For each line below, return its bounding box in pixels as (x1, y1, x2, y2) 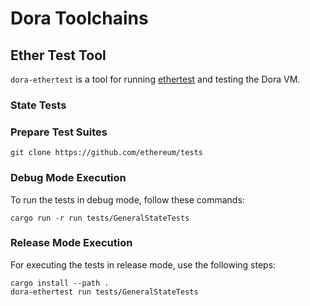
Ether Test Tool (10, 47, 107, 64)
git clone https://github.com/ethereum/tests (10, 148, 203, 158)
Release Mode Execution (10, 236, 133, 250)
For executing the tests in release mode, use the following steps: (10, 258, 277, 271)
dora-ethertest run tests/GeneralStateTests (10, 287, 199, 297)
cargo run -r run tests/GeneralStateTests (10, 213, 190, 223)
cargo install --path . (10, 278, 110, 288)
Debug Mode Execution (10, 171, 127, 185)
